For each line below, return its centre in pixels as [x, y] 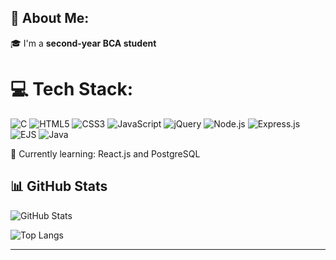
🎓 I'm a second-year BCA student [83, 43]
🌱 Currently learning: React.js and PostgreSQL [105, 153]
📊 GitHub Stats [59, 186]
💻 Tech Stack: [72, 89]
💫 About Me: [50, 18]
